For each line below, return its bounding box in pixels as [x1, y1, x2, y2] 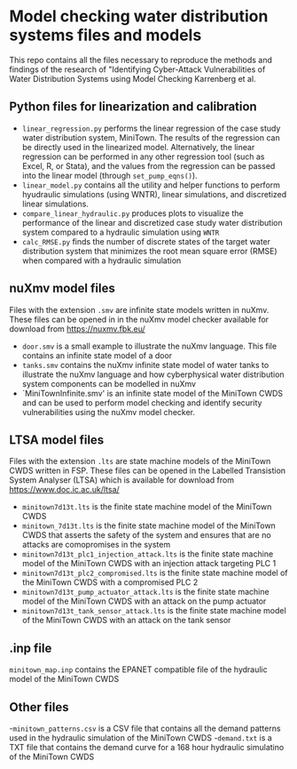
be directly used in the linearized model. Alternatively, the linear [21, 141, 255, 152]
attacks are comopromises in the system [21, 540, 171, 550]
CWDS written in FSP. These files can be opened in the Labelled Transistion [9, 465, 286, 477]
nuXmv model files [9, 281, 115, 296]
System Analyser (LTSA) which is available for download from [9, 475, 235, 485]
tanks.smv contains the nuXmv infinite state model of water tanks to [21, 359, 270, 370]
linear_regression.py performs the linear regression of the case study [21, 123, 281, 133]
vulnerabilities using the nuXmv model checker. [21, 406, 195, 417]
